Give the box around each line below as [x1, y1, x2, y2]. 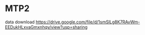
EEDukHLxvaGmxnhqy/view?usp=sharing [5, 24, 88, 30]
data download [5, 19, 35, 25]
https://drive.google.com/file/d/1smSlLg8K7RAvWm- [35, 19, 140, 25]
